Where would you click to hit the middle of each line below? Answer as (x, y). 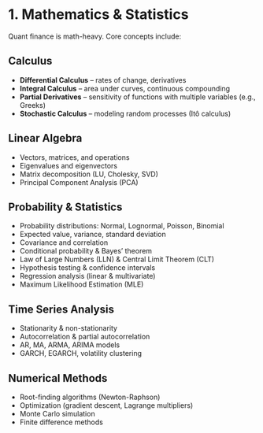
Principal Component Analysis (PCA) (79, 182)
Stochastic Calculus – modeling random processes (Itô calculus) (125, 113)
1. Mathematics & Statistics (98, 15)
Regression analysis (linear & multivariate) (87, 276)
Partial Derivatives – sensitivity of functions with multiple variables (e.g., (137, 97)
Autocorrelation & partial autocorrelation (85, 337)
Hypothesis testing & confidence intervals (87, 268)
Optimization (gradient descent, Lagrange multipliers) (106, 405)
